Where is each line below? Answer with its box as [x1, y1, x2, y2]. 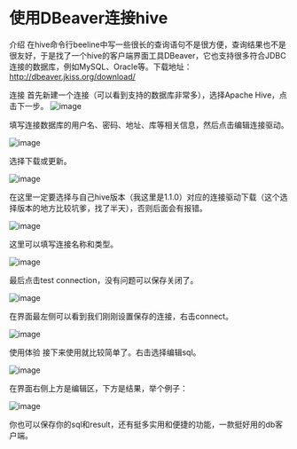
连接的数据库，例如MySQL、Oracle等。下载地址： [9, 61, 192, 72]
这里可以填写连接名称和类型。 [9, 239, 118, 249]
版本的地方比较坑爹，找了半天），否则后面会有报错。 [16, 202, 207, 213]
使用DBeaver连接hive [9, 8, 168, 28]
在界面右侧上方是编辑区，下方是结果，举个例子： [9, 382, 188, 393]
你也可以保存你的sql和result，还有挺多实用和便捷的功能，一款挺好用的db [9, 419, 276, 429]
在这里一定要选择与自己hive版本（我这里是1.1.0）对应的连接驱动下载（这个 [9, 192, 281, 202]
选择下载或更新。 [9, 155, 72, 166]
